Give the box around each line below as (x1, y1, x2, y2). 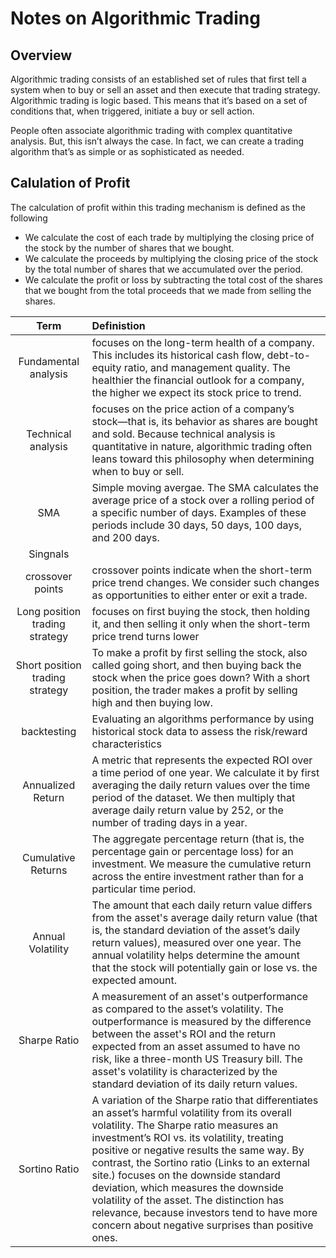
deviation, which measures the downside (91, 1180, 284, 1194)
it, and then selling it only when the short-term (91, 617, 311, 631)
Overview (10, 47, 73, 64)
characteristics (91, 737, 162, 751)
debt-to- (266, 348, 312, 362)
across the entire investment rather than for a (91, 869, 305, 883)
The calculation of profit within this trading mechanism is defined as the (10, 201, 306, 213)
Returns (30, 863, 68, 877)
